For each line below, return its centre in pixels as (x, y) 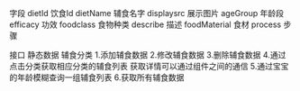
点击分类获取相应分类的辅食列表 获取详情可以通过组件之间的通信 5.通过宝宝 (149, 66)
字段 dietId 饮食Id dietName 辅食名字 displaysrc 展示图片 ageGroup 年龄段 (147, 13)
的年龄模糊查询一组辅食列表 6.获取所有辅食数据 (97, 77)
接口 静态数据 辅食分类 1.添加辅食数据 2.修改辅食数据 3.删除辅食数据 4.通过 (148, 55)
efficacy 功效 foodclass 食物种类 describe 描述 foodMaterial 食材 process (145, 24)
